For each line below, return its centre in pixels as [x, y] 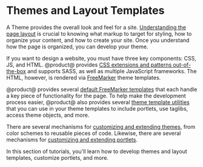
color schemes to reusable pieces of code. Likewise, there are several [94, 133]
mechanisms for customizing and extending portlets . [72, 139]
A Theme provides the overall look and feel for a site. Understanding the [96, 27]
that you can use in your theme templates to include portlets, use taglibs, [97, 108]
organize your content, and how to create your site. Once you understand [98, 40]
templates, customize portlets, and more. [58, 157]
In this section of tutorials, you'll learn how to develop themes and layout [97, 151]
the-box [16, 71]
